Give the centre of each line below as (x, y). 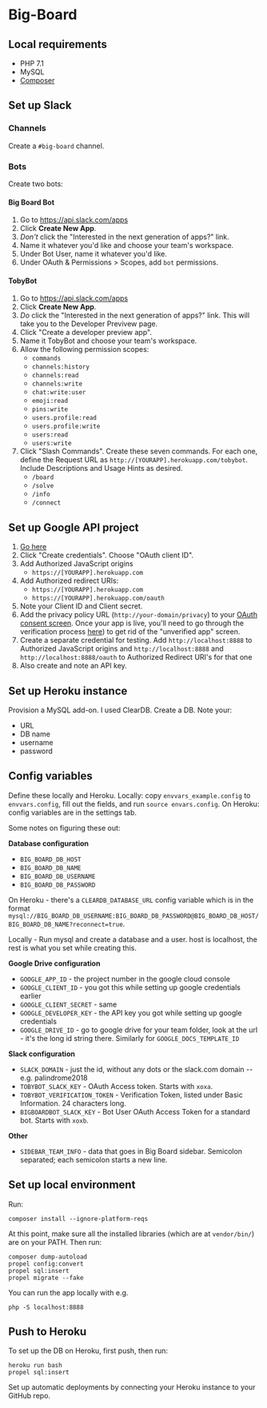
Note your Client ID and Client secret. (81, 606)
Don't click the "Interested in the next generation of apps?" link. (124, 237)
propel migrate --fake (46, 1278)
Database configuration (49, 843)
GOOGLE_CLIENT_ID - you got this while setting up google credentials (130, 987)
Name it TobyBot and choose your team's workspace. (108, 341)
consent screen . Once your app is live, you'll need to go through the (132, 623)
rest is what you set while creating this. (73, 947)
